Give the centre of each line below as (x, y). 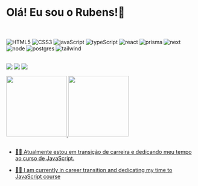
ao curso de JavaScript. (45, 158)
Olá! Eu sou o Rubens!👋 (66, 12)
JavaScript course (38, 177)
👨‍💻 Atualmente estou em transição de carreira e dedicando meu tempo (103, 152)
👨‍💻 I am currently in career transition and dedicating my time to (94, 170)
